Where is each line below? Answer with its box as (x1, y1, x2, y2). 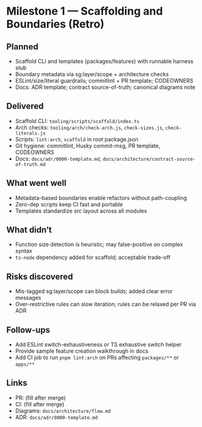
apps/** (15, 361, 35, 368)
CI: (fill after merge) (15, 400, 65, 408)
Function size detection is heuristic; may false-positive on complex (15, 241, 183, 248)
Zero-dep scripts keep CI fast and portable (15, 200, 123, 208)
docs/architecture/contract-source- (103, 156, 197, 162)
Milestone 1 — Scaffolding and (6, 4, 163, 18)
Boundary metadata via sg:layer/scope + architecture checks (15, 71, 169, 77)
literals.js (15, 130, 46, 136)
